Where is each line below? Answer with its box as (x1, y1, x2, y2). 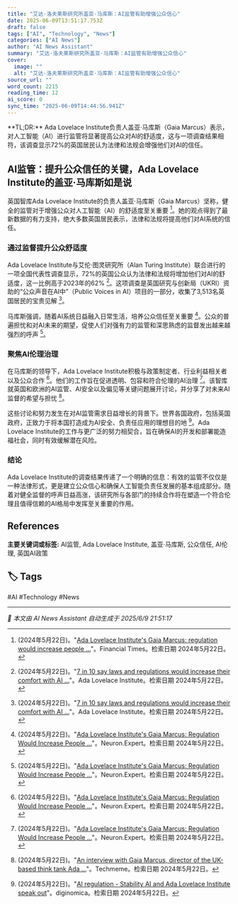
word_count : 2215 (7, 83, 59, 90)
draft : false (7, 23, 46, 30)
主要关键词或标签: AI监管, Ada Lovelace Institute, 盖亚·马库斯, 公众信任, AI (7, 540, 222, 548)
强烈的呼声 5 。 (7, 329, 50, 339)
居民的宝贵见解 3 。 (13, 295, 69, 305)
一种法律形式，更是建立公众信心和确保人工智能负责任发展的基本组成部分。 (7, 481, 225, 490)
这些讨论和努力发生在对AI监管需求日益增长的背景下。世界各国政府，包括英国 (7, 409, 231, 417)
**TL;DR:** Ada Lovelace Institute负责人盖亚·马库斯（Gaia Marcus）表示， (7, 123, 229, 131)
